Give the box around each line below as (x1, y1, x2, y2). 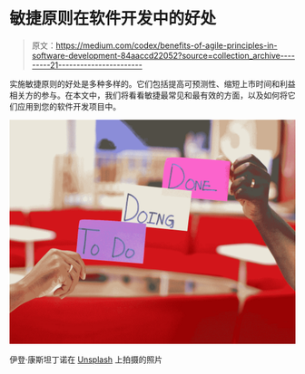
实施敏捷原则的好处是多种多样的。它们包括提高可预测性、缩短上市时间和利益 (9, 78, 296, 89)
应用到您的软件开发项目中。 (16, 101, 121, 111)
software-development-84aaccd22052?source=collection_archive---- (31, 50, 295, 61)
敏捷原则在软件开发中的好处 (9, 8, 217, 29)
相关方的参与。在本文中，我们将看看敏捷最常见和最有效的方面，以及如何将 (9, 90, 288, 101)
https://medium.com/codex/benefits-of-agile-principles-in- (55, 40, 279, 51)
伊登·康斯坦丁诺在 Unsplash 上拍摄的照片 (9, 354, 163, 365)
